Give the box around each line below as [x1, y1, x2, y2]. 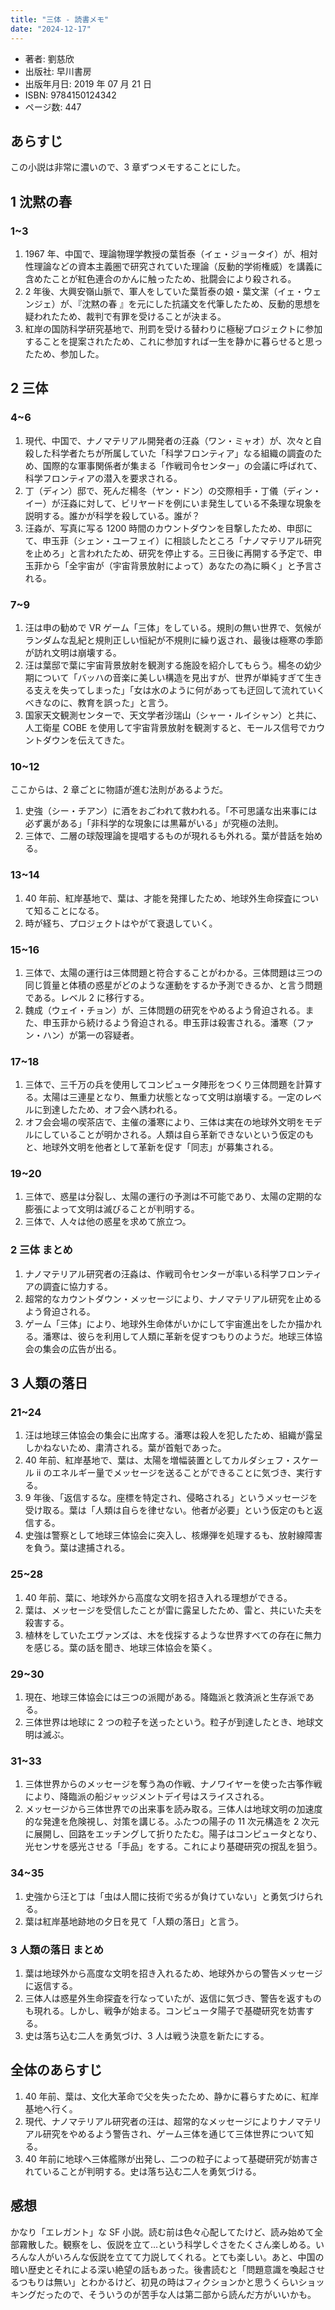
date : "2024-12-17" [10, 24, 92, 34]
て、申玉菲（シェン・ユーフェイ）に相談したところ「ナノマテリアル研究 [24, 534, 322, 546]
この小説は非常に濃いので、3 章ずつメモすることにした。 [10, 161, 247, 173]
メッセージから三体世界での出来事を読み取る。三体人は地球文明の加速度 [24, 1803, 323, 1815]
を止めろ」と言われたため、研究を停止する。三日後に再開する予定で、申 [24, 547, 323, 559]
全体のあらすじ [10, 2062, 103, 2079]
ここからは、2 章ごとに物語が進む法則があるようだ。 [10, 784, 229, 796]
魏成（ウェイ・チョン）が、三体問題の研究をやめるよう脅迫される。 [24, 1004, 306, 1016]
